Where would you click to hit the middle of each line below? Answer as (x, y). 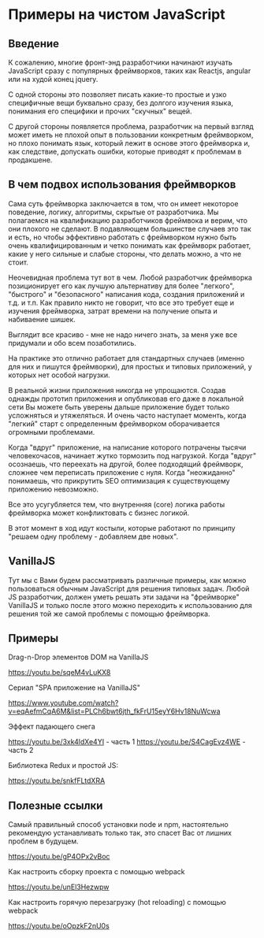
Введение (34, 44)
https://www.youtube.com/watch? (63, 703)
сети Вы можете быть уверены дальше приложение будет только (119, 406)
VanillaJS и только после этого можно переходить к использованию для (130, 605)
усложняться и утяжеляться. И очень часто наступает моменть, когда (127, 415)
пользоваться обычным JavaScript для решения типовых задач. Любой (129, 588)
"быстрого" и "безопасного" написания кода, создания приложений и (126, 294)
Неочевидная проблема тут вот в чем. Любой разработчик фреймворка (130, 277)
